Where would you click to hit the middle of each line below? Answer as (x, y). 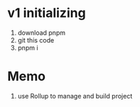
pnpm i (28, 47)
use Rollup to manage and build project (75, 96)
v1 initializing (47, 13)
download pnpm (42, 33)
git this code (36, 40)
